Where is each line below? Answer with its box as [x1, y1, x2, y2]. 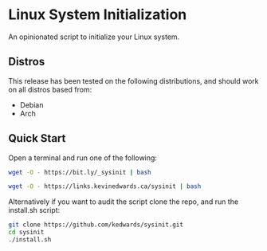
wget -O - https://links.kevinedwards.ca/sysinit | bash [8, 182, 202, 190]
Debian [19, 100, 44, 109]
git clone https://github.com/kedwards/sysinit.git [8, 221, 183, 229]
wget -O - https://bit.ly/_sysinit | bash [8, 168, 151, 176]
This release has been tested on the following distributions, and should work [8, 76, 259, 85]
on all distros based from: [8, 84, 92, 94]
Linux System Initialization [8, 6, 187, 24]
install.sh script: [8, 206, 61, 215]
